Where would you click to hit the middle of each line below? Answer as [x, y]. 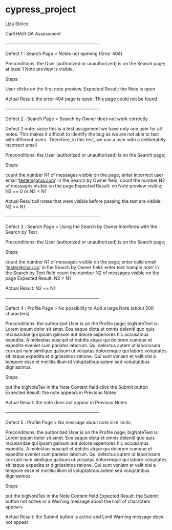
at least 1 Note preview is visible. [40, 69]
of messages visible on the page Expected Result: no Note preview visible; [84, 185]
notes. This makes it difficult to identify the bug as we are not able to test [82, 134]
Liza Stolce [17, 24]
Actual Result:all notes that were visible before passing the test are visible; [84, 201]
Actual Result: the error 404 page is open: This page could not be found [81, 99]
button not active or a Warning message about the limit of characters [78, 501]
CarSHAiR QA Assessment [33, 33]
